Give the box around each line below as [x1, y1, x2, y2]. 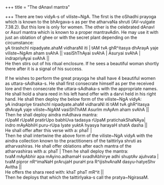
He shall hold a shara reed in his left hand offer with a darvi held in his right [5, 91, 156, 97]
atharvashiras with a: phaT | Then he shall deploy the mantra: [5, 148, 129, 154]
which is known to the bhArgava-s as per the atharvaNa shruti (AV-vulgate [5, 19, 155, 25]
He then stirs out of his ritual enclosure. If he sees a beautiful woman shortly [5, 61, 159, 66]
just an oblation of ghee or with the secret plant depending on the [5, 34, 138, 40]
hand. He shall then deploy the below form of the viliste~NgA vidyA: [5, 96, 142, 102]
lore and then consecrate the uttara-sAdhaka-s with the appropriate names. [5, 86, 158, 91]
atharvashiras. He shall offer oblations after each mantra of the [5, 143, 132, 149]
